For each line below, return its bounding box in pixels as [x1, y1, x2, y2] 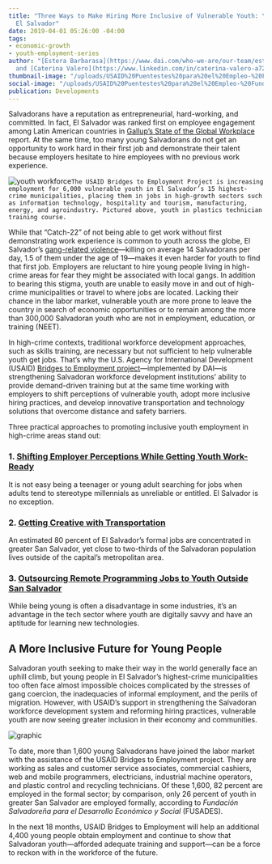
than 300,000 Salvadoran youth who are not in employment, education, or [8, 313, 256, 324]
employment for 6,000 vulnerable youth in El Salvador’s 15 [8, 185, 216, 193]
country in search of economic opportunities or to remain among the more [8, 305, 257, 315]
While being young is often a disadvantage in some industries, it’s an [8, 601, 237, 611]
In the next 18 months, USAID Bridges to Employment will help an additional [8, 822, 260, 832]
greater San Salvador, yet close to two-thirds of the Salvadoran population [8, 544, 257, 553]
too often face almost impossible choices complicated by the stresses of [8, 680, 251, 690]
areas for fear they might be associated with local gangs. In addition [29, 270, 257, 280]
